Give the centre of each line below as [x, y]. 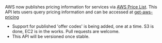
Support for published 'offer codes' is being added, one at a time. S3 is [83, 26]
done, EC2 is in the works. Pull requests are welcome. [66, 31]
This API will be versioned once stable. [51, 36]
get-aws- [143, 12]
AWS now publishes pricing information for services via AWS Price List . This [81, 7]
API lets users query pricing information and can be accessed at [69, 12]
